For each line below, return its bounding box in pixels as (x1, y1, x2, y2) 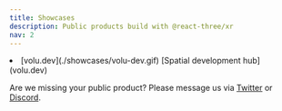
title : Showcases (9, 13, 76, 23)
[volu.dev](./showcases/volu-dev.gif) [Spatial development (21, 55, 241, 66)
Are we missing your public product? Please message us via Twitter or (9, 83, 273, 94)
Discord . (9, 92, 41, 103)
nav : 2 (9, 30, 35, 39)
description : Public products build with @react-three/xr (9, 22, 234, 31)
